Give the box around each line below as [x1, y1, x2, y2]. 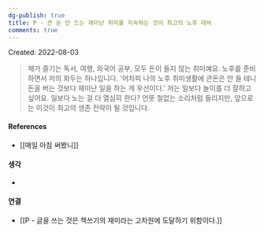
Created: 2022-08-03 [8, 48, 79, 57]
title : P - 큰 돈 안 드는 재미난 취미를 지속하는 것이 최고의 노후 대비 [8, 19, 212, 27]
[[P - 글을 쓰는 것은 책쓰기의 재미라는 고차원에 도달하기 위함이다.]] [19, 215, 222, 225]
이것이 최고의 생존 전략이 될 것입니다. [35, 103, 150, 112]
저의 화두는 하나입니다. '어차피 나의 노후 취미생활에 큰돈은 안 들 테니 [48, 74, 257, 83]
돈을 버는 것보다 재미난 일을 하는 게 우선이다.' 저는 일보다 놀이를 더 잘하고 [27, 83, 252, 93]
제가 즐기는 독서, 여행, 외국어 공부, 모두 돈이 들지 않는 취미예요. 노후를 [27, 64, 242, 73]
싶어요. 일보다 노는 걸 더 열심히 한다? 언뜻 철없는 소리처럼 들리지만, [27, 94, 233, 103]
